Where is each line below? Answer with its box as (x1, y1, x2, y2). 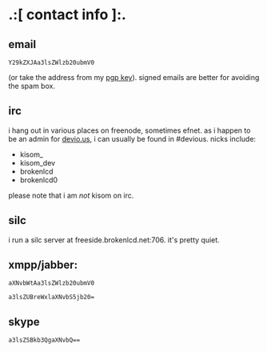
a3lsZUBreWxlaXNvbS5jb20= (8, 294, 94, 302)
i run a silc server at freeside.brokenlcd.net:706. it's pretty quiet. (8, 234, 220, 245)
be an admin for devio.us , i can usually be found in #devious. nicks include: (8, 134, 257, 143)
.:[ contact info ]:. (8, 6, 126, 24)
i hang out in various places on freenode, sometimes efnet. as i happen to (8, 126, 251, 135)
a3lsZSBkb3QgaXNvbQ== (8, 336, 81, 345)
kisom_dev (19, 158, 56, 167)
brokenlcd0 (19, 174, 58, 185)
